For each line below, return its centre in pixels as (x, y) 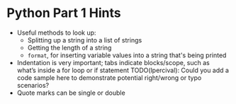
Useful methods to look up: (56, 33)
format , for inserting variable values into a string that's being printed (127, 55)
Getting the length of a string (69, 47)
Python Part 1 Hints (64, 13)
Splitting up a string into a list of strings (85, 40)
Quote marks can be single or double (71, 93)
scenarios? (33, 85)
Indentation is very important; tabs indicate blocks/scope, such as (113, 62)
